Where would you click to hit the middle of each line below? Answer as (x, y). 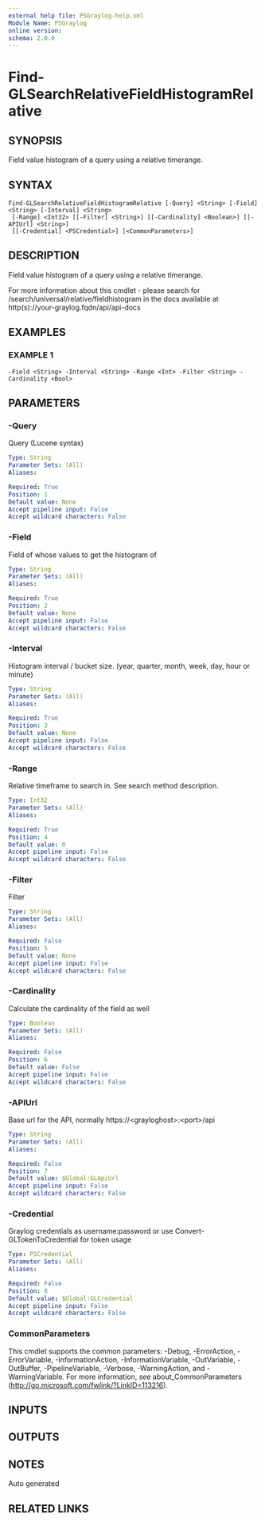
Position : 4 (28, 837)
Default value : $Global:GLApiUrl (64, 1179)
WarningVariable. (37, 1377)
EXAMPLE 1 (31, 355)
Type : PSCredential (41, 1254)
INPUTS (28, 1410)
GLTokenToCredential (43, 1240)
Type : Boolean (32, 1023)
